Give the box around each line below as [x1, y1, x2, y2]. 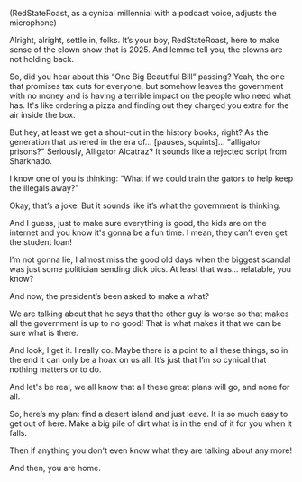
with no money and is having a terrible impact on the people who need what [9, 90, 291, 101]
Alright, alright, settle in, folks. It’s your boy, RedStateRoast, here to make [9, 35, 279, 45]
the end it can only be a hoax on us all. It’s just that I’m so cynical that [9, 355, 267, 365]
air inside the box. [9, 110, 76, 120]
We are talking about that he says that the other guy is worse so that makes [9, 308, 290, 319]
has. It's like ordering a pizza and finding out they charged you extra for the [9, 100, 290, 111]
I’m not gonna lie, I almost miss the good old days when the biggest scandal [9, 254, 291, 265]
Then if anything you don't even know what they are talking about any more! [9, 445, 293, 456]
